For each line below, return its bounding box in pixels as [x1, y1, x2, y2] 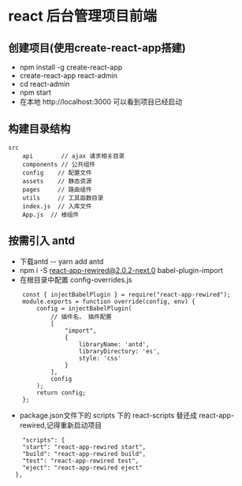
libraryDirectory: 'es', [78, 347, 160, 355]
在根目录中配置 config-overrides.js [19, 275, 132, 284]
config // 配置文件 [22, 169, 92, 177]
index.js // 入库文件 [22, 202, 92, 210]
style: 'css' [78, 354, 122, 362]
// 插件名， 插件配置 [50, 312, 112, 320]
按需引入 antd [8, 234, 75, 248]
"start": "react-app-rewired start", [22, 443, 147, 450]
